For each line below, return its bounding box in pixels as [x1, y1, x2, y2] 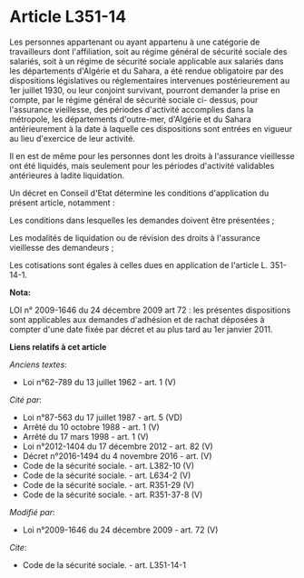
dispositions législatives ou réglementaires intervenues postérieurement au [9, 75, 290, 85]
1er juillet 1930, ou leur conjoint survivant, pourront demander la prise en [9, 85, 280, 95]
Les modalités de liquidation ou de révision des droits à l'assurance [9, 232, 260, 243]
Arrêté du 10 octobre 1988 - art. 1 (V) [22, 421, 161, 433]
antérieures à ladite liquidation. [9, 170, 125, 181]
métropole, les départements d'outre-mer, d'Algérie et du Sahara [9, 114, 251, 125]
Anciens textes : [9, 359, 68, 370]
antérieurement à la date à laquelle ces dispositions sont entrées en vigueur [9, 123, 293, 134]
